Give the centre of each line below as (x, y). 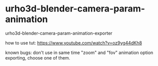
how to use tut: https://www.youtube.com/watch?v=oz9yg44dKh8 (73, 42)
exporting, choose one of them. (38, 57)
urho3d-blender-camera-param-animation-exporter (59, 33)
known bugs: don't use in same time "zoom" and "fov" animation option (79, 52)
